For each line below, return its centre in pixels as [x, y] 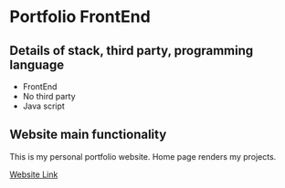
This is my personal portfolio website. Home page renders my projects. [143, 156]
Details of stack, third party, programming [132, 51]
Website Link [34, 174]
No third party [49, 96]
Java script [44, 106]
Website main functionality [88, 135]
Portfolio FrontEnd [80, 17]
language [37, 64]
